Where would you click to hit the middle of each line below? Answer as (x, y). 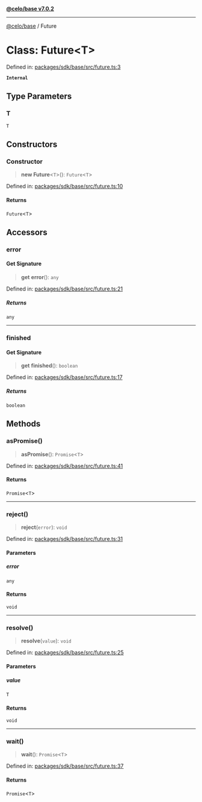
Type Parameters (39, 97)
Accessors (27, 232)
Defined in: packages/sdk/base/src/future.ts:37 (65, 766)
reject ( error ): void (44, 527)
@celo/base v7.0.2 (30, 9)
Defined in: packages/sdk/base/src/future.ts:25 (65, 653)
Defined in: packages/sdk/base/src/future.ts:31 (65, 539)
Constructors (32, 145)
